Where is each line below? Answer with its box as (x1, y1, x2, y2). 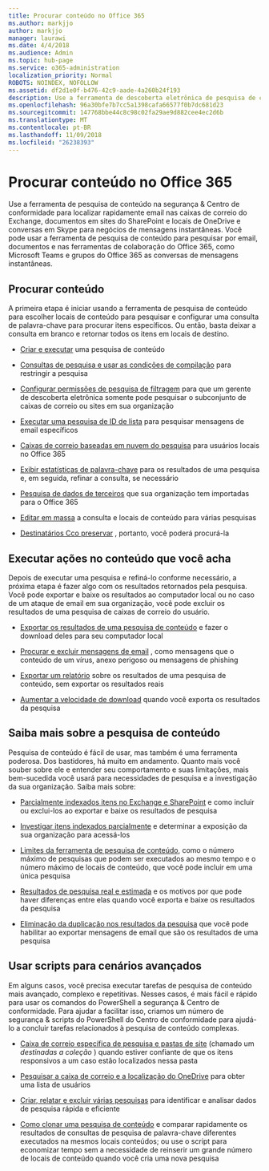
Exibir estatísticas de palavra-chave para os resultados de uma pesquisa (19, 465, 260, 474)
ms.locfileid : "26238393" (8, 138, 94, 147)
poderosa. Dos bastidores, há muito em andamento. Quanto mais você (8, 756, 241, 765)
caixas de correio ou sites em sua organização (19, 402, 175, 411)
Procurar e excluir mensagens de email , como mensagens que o (19, 647, 235, 656)
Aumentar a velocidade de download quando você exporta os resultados (19, 695, 260, 705)
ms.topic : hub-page (8, 57, 74, 65)
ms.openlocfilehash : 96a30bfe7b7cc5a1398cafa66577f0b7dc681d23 (8, 101, 224, 109)
